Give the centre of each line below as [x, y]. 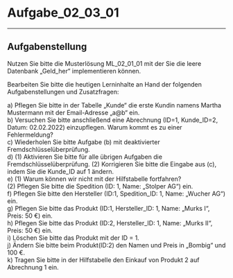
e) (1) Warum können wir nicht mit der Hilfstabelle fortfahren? [94, 179]
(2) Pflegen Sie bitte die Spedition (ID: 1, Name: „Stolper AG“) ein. [100, 186]
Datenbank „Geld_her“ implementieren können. [74, 71]
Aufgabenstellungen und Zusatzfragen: [63, 92]
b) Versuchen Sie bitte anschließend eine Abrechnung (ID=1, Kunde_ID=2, [113, 120]
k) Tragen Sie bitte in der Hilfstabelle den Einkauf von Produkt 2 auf [103, 260]
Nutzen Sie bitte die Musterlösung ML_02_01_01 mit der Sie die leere [104, 63]
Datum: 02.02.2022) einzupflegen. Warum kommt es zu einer [95, 127]
